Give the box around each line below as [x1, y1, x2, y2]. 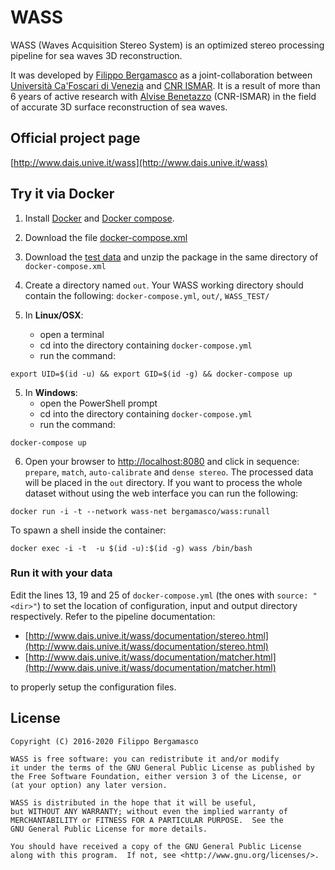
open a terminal [39, 328, 105, 340]
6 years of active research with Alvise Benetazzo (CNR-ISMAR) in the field [10, 90, 317, 102]
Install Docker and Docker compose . [24, 212, 175, 224]
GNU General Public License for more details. [10, 824, 208, 834]
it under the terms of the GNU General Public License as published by [10, 762, 315, 773]
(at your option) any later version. [10, 780, 168, 790]
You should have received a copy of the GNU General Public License [10, 841, 302, 851]
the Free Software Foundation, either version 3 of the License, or [10, 771, 302, 781]
